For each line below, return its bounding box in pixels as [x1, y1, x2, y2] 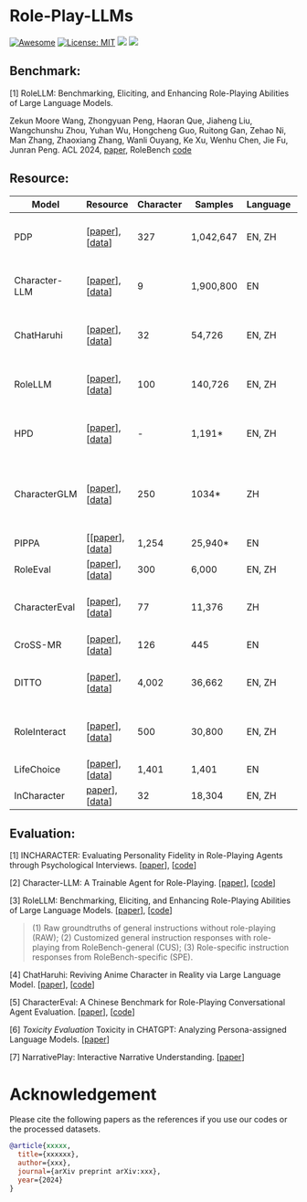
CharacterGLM [14, 487, 78, 500]
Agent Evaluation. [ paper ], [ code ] [9, 1006, 135, 1017]
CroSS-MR [14, 638, 62, 651]
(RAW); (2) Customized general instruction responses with [31, 932, 251, 943]
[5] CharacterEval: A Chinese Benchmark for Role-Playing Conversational [9, 997, 286, 1008]
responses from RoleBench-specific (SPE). [31, 952, 194, 963]
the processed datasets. [9, 1123, 101, 1134]
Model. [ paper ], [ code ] [9, 979, 95, 990]
